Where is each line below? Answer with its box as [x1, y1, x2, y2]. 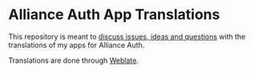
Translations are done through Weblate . [8, 56, 139, 65]
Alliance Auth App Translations [8, 6, 220, 24]
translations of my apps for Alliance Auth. [8, 40, 145, 49]
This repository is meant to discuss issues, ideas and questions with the [8, 32, 246, 41]
